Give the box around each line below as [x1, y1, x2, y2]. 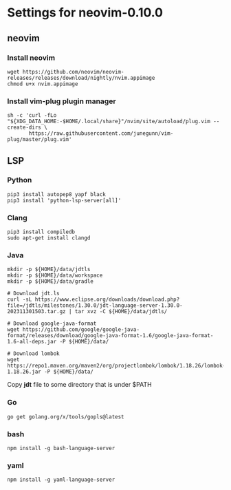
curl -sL [7, 296, 32, 303]
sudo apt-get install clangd [7, 235, 91, 242]
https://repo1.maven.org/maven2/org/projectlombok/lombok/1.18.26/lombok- [7, 363, 226, 370]
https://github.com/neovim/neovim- [22, 68, 125, 75]
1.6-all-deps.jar [7, 339, 57, 345]
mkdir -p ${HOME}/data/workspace [7, 272, 103, 279]
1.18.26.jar [7, 368, 41, 376]
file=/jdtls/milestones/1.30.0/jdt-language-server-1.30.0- [7, 302, 184, 309]
